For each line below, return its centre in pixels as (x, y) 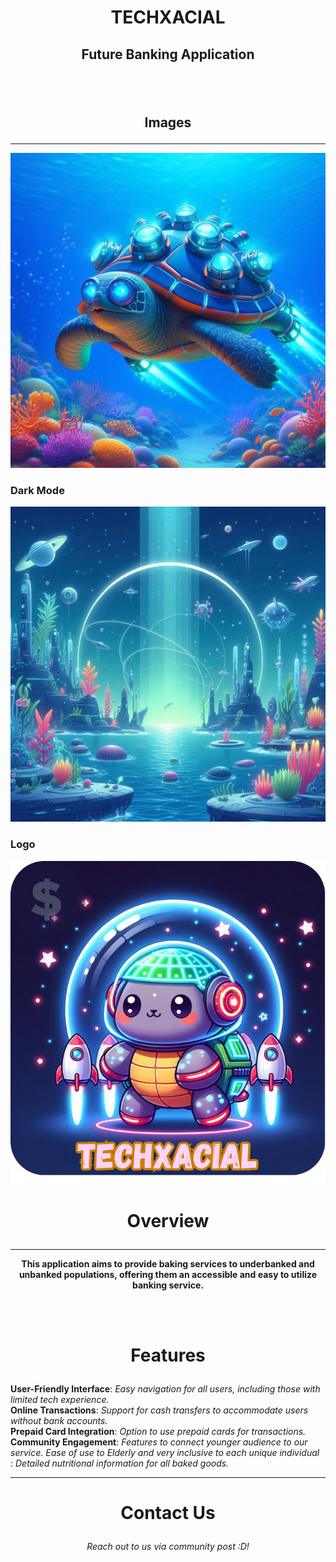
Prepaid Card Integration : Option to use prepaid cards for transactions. (158, 1431)
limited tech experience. (60, 1399)
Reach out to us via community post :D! (168, 1546)
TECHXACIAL (168, 17)
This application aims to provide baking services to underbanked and (168, 1263)
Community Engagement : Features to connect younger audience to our (159, 1442)
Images (168, 122)
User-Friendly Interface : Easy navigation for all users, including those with (165, 1388)
